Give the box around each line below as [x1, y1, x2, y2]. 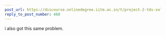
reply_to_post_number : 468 [4, 12, 60, 17]
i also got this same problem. [4, 25, 64, 31]
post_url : [4, 7, 25, 12]
